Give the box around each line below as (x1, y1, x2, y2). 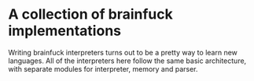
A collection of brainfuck (8, 5, 173, 23)
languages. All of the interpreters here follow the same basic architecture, (8, 56, 247, 65)
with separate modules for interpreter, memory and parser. (8, 64, 198, 73)
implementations (8, 22, 122, 40)
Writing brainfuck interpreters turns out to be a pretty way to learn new (8, 48, 238, 57)
